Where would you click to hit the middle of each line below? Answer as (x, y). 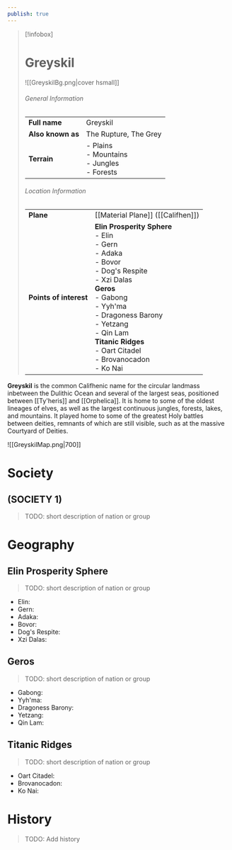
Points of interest (58, 297)
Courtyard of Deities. (38, 431)
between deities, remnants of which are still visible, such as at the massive (116, 423)
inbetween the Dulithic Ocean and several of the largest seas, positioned (113, 393)
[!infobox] (39, 34)
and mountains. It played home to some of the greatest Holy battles (105, 416)
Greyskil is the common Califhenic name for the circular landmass (104, 385)
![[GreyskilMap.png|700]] (44, 444)
